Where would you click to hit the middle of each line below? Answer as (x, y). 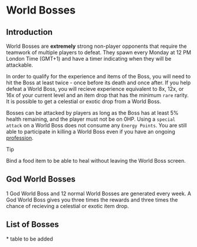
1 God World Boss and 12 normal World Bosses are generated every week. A (99, 193)
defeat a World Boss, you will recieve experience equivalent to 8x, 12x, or (95, 89)
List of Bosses (32, 225)
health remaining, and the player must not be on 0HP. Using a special (91, 119)
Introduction (29, 32)
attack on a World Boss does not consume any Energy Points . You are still (96, 125)
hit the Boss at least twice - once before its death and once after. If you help (98, 83)
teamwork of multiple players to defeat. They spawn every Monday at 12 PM (99, 52)
